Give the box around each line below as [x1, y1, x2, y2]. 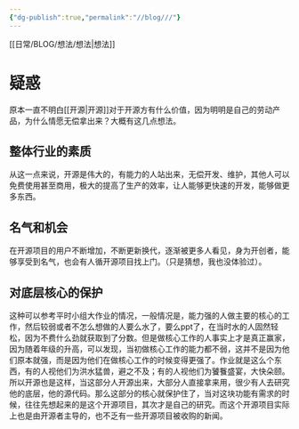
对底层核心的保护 [9, 285, 103, 300]
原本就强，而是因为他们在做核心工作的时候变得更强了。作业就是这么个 [16, 355, 274, 365]
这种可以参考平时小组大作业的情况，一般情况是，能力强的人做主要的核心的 [9, 311, 282, 320]
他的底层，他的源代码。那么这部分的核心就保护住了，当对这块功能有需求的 [9, 388, 282, 399]
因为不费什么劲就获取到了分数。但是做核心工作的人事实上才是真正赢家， [24, 333, 290, 343]
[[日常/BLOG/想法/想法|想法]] [9, 38, 116, 49]
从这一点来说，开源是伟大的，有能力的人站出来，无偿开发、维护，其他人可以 [9, 169, 290, 180]
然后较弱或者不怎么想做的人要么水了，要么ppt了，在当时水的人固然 [24, 321, 271, 332]
